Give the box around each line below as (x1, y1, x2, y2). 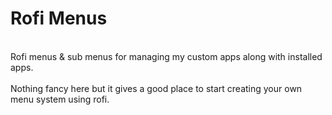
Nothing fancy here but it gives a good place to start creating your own (10, 82, 303, 94)
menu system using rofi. (10, 93, 110, 105)
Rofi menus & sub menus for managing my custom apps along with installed (10, 50, 323, 62)
